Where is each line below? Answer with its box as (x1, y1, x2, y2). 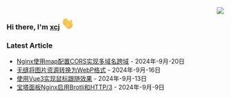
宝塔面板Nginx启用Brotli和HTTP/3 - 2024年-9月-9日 (16, 83, 165, 92)
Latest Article (6, 41, 53, 50)
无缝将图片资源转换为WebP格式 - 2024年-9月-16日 (16, 66, 161, 75)
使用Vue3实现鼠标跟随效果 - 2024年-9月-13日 (16, 75, 148, 83)
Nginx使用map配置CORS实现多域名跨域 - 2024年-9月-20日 (16, 57, 185, 66)
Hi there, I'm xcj (6, 22, 60, 32)
